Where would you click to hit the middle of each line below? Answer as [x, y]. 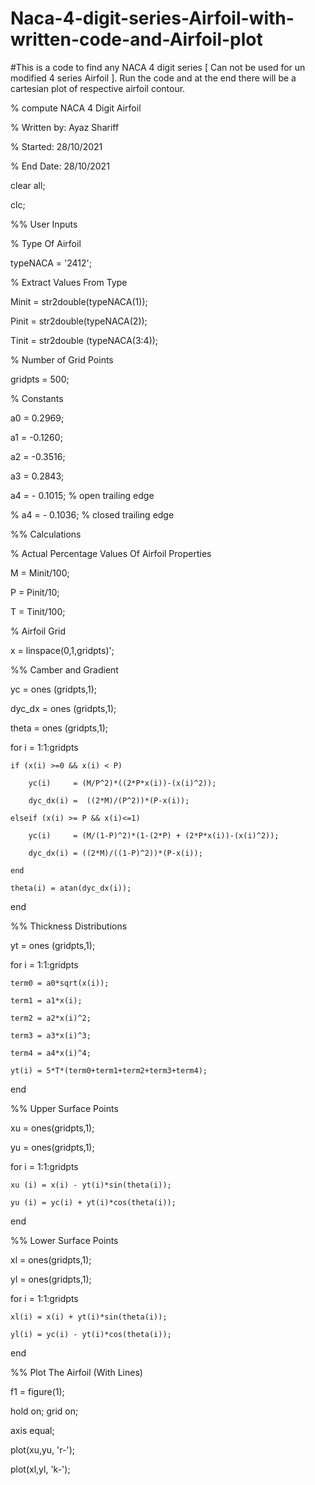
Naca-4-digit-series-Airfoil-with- [152, 18]
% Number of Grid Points [62, 359]
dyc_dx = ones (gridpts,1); [63, 708]
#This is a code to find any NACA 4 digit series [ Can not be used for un [158, 67]
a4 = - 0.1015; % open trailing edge [82, 495]
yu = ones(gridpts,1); [52, 1147]
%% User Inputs [44, 224]
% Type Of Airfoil [46, 243]
